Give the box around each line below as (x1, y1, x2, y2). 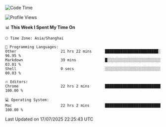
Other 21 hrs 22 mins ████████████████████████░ (5, 49, 161, 54)
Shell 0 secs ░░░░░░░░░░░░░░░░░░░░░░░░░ (5, 66, 161, 71)
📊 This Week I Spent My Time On (5, 24, 75, 30)
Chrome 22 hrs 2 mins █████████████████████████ (5, 84, 161, 89)
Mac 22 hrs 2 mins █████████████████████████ (5, 103, 161, 108)
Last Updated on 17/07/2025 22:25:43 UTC (5, 116, 94, 122)
